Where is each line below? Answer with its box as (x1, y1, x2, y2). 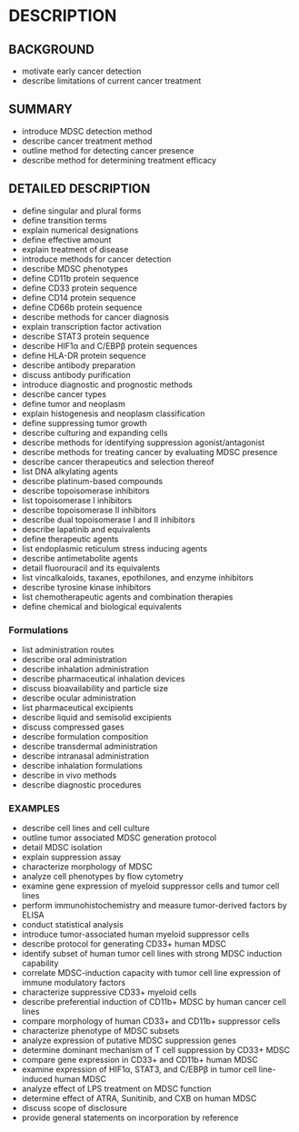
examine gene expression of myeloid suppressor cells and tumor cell (21, 880, 280, 891)
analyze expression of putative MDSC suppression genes (21, 1035, 237, 1046)
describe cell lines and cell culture (21, 823, 151, 834)
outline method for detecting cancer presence (21, 144, 194, 155)
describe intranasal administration (21, 750, 149, 761)
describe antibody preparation (21, 360, 136, 371)
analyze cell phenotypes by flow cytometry (21, 871, 184, 882)
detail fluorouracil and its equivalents (21, 562, 161, 573)
